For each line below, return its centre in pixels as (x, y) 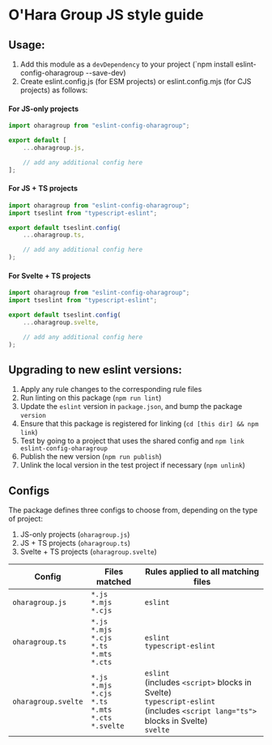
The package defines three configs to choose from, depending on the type (133, 510)
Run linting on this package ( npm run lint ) (91, 398)
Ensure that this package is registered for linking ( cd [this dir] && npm (139, 424)
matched (114, 582)
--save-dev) (106, 73)
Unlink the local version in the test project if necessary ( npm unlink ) (132, 465)
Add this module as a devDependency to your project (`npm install (127, 64)
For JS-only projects (44, 109)
